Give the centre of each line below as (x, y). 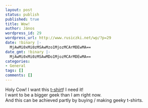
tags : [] (14, 71)
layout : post (19, 10)
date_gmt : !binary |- (28, 52)
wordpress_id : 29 (23, 33)
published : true (22, 19)
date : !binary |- (23, 43)
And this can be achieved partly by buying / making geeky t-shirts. (74, 100)
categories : (18, 61)
